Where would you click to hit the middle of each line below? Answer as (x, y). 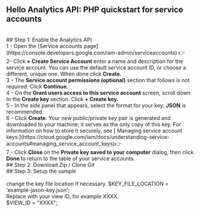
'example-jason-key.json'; (38, 190)
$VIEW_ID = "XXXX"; (32, 202)
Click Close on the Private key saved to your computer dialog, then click (104, 152)
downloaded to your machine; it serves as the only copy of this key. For (94, 124)
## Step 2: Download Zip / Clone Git (51, 164)
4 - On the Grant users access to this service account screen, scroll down (98, 93)
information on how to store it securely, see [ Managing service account (94, 131)
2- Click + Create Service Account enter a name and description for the (95, 61)
